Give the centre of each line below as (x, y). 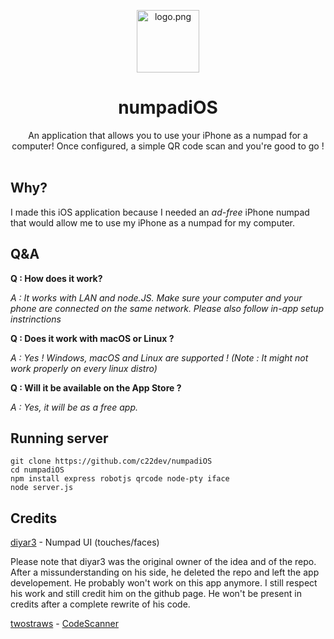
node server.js (42, 488)
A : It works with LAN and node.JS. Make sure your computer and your (156, 297)
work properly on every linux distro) (84, 368)
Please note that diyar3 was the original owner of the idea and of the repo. (163, 562)
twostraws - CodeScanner (64, 624)
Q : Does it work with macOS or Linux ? (92, 338)
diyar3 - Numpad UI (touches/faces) (85, 542)
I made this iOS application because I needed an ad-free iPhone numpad (160, 212)
